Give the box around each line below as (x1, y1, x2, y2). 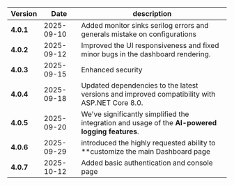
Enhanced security (81, 65, 143, 74)
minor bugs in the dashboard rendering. (81, 49, 211, 58)
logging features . (81, 127, 139, 136)
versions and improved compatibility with (81, 90, 216, 99)
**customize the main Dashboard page (81, 147, 211, 156)
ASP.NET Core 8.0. (81, 98, 143, 107)
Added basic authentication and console (81, 158, 214, 168)
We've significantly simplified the (81, 109, 189, 119)
